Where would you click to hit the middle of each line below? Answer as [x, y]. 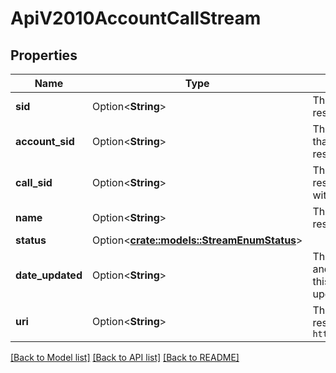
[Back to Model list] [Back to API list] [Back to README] [125, 357]
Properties [44, 55]
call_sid [34, 182]
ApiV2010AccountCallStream [136, 18]
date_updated [49, 275]
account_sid [45, 141]
